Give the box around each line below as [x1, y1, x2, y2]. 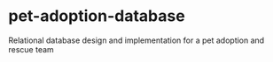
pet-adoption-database [8, 6, 185, 26]
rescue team [8, 44, 54, 54]
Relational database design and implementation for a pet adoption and [8, 35, 265, 45]
